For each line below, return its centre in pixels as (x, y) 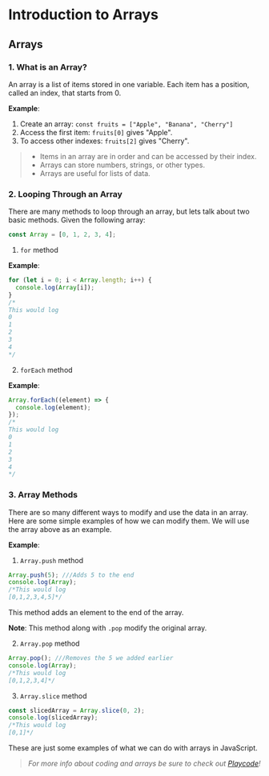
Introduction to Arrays (83, 15)
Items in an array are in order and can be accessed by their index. (148, 156)
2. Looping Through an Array (65, 194)
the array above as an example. (60, 529)
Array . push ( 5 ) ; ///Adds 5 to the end (71, 575)
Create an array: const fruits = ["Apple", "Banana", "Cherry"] (126, 124)
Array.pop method (50, 644)
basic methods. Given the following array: (77, 220)
